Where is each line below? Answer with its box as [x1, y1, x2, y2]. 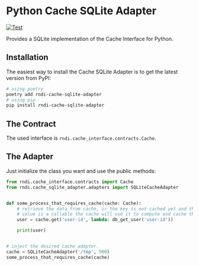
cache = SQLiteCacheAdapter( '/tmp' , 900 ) [6, 249, 110, 255]
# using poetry [6, 86, 44, 92]
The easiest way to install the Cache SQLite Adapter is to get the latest [6, 68, 178, 75]
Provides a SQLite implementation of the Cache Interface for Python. [6, 35, 174, 42]
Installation [6, 52, 49, 63]
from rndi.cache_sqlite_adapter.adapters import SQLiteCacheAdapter [6, 184, 179, 190]
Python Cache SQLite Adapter [6, 4, 157, 18]
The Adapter [6, 152, 53, 162]
